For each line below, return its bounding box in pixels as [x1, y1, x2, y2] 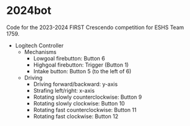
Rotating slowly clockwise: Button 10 [33, 99, 125, 107]
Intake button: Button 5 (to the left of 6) [33, 67, 132, 75]
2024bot [6, 4, 52, 18]
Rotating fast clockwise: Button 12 [33, 113, 119, 120]
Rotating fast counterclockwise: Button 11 [33, 106, 137, 113]
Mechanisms [24, 48, 57, 55]
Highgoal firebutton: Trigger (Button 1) [33, 61, 129, 68]
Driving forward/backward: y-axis [33, 80, 118, 88]
